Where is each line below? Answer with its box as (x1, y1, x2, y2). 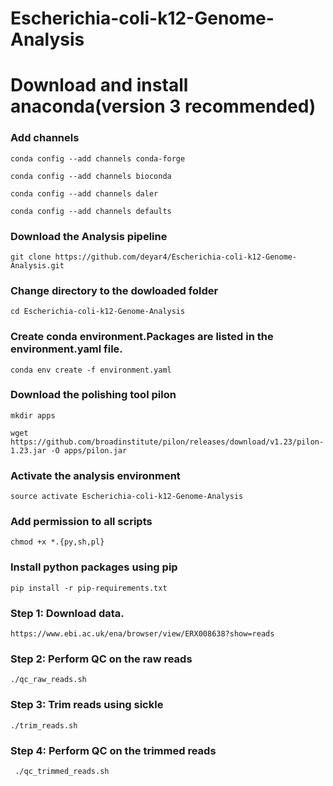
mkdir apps (10, 410, 56, 421)
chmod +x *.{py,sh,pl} (10, 537, 105, 547)
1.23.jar (10, 445, 47, 456)
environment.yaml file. (10, 342, 123, 356)
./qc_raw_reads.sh (10, 675, 87, 685)
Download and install (10, 74, 189, 97)
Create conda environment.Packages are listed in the (10, 330, 274, 344)
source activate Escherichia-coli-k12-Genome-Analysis (10, 492, 244, 502)
